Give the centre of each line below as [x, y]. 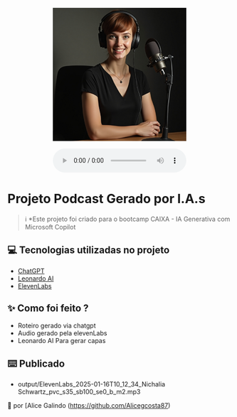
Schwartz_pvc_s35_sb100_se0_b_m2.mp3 [79, 392]
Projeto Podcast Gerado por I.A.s [106, 199]
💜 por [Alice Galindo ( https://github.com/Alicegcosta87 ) [89, 406]
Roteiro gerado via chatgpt [57, 325]
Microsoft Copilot [50, 227]
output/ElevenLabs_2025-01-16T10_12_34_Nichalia [91, 384]
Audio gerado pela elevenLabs [62, 333]
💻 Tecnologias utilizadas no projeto [89, 250]
